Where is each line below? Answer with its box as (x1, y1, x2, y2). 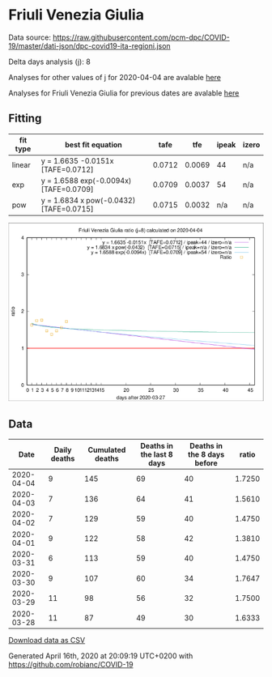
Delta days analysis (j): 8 (8, 57, 91, 66)
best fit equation (64, 139, 123, 149)
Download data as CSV (8, 636, 86, 645)
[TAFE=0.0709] (40, 184, 94, 194)
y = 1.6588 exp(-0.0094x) (40, 176, 132, 185)
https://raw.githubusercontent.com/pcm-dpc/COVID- (52, 32, 231, 42)
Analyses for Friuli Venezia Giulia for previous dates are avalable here (8, 87, 240, 98)
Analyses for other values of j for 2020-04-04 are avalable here (8, 72, 221, 82)
